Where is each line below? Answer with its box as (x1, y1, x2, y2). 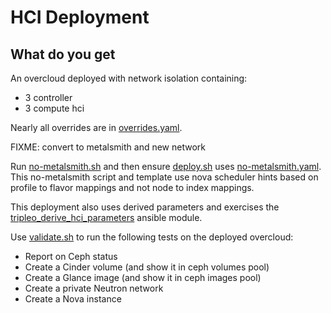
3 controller (24, 92, 73, 103)
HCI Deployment (10, 6, 150, 29)
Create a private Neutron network (24, 282, 164, 294)
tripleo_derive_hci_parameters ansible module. (10, 212, 203, 223)
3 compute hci (24, 102, 85, 114)
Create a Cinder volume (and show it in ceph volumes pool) (24, 261, 270, 273)
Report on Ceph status (24, 251, 118, 262)
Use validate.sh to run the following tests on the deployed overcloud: (10, 231, 294, 243)
